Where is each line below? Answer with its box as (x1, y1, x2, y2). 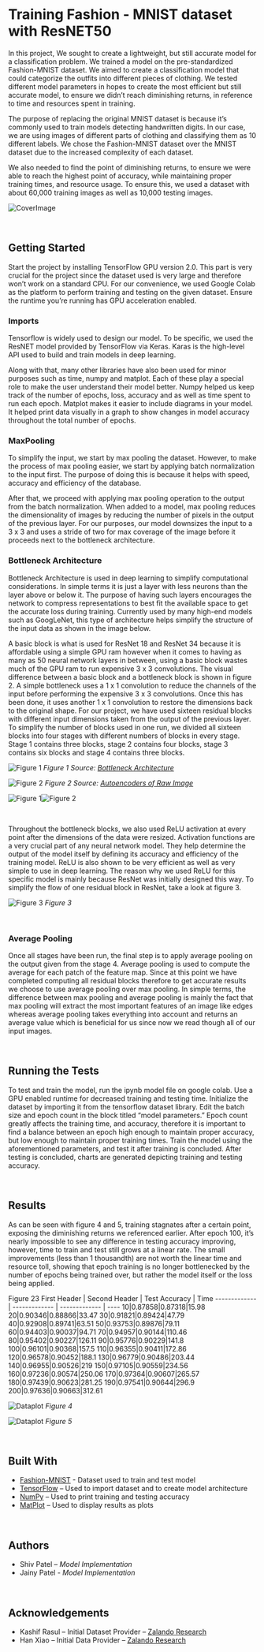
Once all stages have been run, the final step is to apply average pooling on (8, 950, 254, 960)
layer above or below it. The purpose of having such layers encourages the (8, 590, 252, 599)
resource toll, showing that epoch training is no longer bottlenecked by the (8, 1262, 251, 1271)
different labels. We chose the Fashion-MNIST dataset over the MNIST (8, 139, 237, 148)
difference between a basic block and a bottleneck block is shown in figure (8, 672, 252, 681)
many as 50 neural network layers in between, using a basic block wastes (8, 655, 248, 665)
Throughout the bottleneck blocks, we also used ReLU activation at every (8, 824, 247, 833)
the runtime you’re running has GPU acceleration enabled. (8, 296, 197, 305)
